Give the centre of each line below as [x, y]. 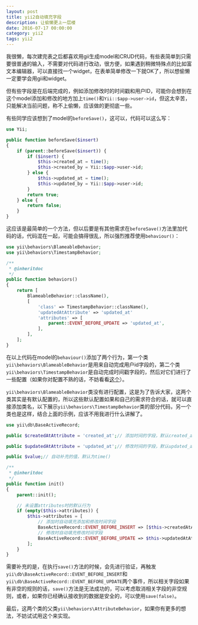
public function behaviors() [42, 280]
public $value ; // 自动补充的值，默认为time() [58, 457]
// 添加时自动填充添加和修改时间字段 [77, 522]
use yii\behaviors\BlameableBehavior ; [54, 247]
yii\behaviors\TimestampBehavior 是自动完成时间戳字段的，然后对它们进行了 [99, 372]
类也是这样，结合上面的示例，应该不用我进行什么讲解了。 [76, 414]
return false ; [44, 206]
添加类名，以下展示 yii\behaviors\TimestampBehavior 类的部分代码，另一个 [101, 406]
